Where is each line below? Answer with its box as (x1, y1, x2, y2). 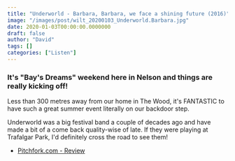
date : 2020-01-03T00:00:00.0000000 (7, 23, 111, 30)
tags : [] (7, 43, 33, 50)
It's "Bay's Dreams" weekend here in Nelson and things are (7, 72, 213, 82)
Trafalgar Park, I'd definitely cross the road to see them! (7, 133, 169, 141)
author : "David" (7, 36, 55, 43)
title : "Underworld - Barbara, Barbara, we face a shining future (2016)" (7, 10, 230, 17)
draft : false (7, 29, 45, 37)
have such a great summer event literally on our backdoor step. (7, 104, 190, 113)
